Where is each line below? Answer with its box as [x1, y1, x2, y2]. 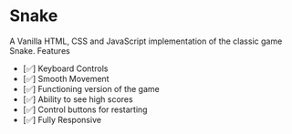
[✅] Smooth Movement [22, 73, 109, 84]
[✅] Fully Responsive [22, 114, 102, 125]
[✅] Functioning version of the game [22, 83, 160, 94]
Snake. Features [9, 45, 70, 56]
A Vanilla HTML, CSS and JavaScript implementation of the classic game [9, 36, 283, 46]
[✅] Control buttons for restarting [22, 104, 148, 115]
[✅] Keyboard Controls [22, 63, 109, 74]
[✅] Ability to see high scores [22, 93, 134, 105]
